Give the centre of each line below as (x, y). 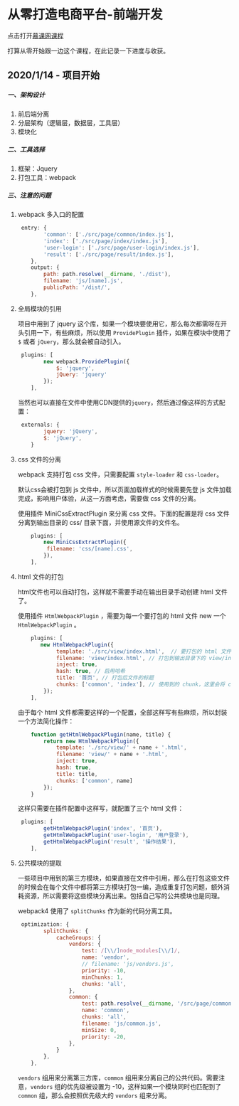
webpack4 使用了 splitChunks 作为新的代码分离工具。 (97, 910)
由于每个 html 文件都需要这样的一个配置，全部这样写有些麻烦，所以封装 (122, 712)
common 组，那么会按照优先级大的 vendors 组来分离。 (94, 1095)
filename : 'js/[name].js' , (84, 281)
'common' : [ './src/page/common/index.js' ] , (109, 235)
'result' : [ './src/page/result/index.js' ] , (109, 254)
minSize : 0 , (99, 1030)
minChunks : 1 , (102, 977)
